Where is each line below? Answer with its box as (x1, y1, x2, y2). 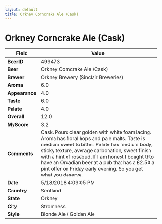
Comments (7, 150, 34, 157)
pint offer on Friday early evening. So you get (40, 165, 143, 172)
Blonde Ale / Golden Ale (40, 211, 95, 218)
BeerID (7, 58, 24, 65)
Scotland (40, 187, 61, 194)
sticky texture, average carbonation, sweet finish (40, 147, 151, 154)
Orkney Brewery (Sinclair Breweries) (40, 74, 124, 80)
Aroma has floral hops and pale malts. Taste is (40, 135, 146, 142)
